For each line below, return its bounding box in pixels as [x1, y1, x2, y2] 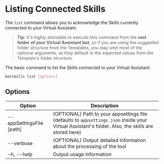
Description [91, 102, 119, 109]
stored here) [53, 129, 82, 136]
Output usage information [53, 151, 112, 158]
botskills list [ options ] [5, 74, 58, 79]
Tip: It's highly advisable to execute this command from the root [17, 34, 146, 40]
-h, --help [7, 151, 33, 158]
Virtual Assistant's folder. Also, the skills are [53, 122, 153, 129]
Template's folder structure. [17, 55, 73, 61]
